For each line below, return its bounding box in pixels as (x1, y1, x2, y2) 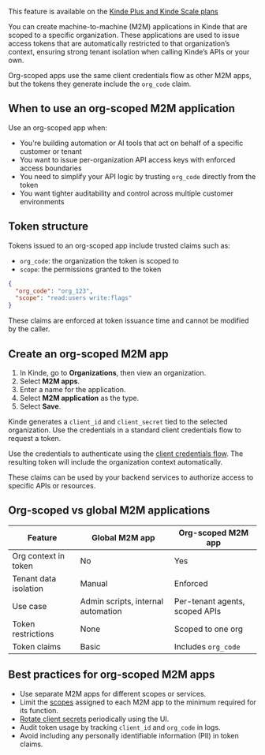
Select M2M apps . (19, 376, 80, 386)
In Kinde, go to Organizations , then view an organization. (19, 368, 207, 377)
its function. (19, 705, 59, 715)
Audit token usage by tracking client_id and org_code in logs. (19, 722, 221, 732)
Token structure (8, 220, 89, 234)
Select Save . (19, 402, 62, 411)
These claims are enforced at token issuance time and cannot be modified (8, 316, 250, 326)
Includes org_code (174, 641, 241, 652)
